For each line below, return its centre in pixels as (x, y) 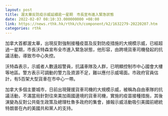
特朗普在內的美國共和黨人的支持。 (40, 108)
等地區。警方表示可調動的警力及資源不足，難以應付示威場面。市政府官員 (79, 72)
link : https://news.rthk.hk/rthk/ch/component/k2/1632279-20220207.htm (81, 24)
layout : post (19, 10)
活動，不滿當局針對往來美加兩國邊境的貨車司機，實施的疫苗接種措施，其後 (86, 96)
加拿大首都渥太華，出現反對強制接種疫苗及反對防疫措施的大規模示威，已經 (82, 43)
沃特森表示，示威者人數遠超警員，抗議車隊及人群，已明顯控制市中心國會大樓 (84, 66)
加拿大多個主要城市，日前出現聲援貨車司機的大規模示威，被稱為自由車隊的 (82, 89)
